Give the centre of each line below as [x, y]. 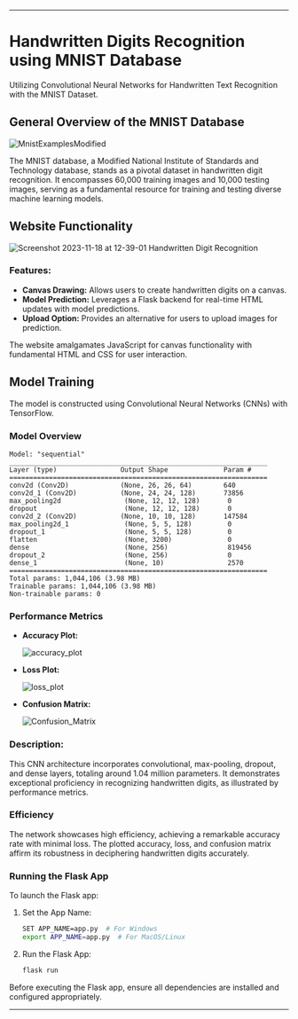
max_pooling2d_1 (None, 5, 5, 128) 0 [121, 524]
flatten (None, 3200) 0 [121, 539]
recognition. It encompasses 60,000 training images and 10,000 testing [140, 179]
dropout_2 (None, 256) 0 [121, 555]
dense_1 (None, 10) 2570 [126, 563]
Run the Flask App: [56, 953]
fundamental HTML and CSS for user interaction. [98, 354]
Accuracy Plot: [50, 636]
